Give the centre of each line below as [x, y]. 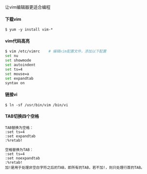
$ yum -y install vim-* [29, 30]
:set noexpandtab [23, 158]
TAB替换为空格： [19, 128]
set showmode [18, 60]
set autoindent [20, 65]
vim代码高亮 [17, 41]
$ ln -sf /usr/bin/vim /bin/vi [37, 105]
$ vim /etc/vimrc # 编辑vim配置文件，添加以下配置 [56, 51]
